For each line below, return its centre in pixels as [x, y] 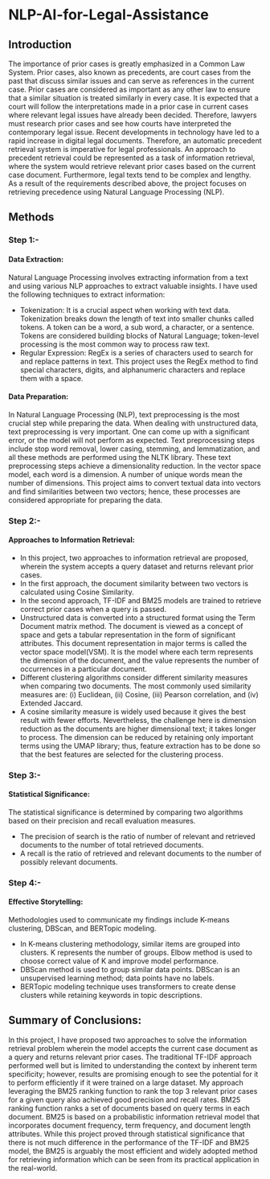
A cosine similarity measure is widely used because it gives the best [133, 711]
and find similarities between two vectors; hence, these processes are [125, 491]
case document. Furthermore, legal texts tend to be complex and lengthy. [130, 175]
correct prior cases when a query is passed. [93, 609]
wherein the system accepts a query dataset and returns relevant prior [137, 566]
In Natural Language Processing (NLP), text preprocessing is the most [124, 414]
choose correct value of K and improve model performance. [119, 961]
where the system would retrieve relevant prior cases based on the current [132, 166]
